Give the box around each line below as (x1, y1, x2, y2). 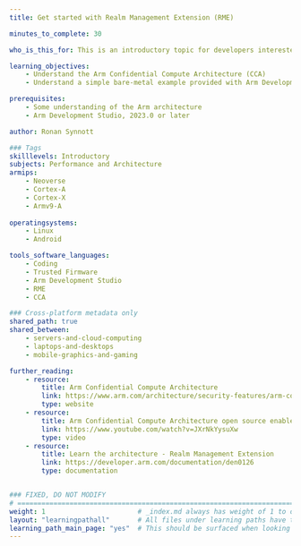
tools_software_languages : (9, 252, 110, 260)
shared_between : (9, 326, 70, 335)
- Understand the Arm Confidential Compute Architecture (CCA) (25, 70, 267, 79)
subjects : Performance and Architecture (9, 160, 163, 169)
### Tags (9, 143, 42, 152)
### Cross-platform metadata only (9, 309, 139, 318)
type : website (41, 400, 94, 409)
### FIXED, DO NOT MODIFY (9, 491, 106, 499)
